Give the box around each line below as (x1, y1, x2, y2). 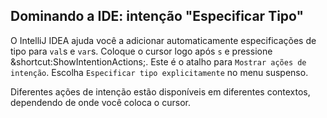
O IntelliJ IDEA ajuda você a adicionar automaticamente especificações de (10, 34, 317, 46)
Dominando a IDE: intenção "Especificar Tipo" (10, 8, 305, 25)
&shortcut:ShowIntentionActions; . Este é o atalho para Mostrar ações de (10, 55, 307, 68)
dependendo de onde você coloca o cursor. (10, 96, 191, 108)
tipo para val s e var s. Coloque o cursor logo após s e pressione (10, 45, 273, 57)
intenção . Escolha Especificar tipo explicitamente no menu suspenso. (10, 66, 309, 78)
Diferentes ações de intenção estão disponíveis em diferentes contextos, (10, 85, 311, 98)
